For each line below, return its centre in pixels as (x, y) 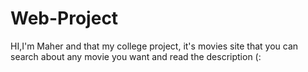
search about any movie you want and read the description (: (136, 56)
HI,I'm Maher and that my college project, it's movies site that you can (154, 46)
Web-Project (64, 18)
